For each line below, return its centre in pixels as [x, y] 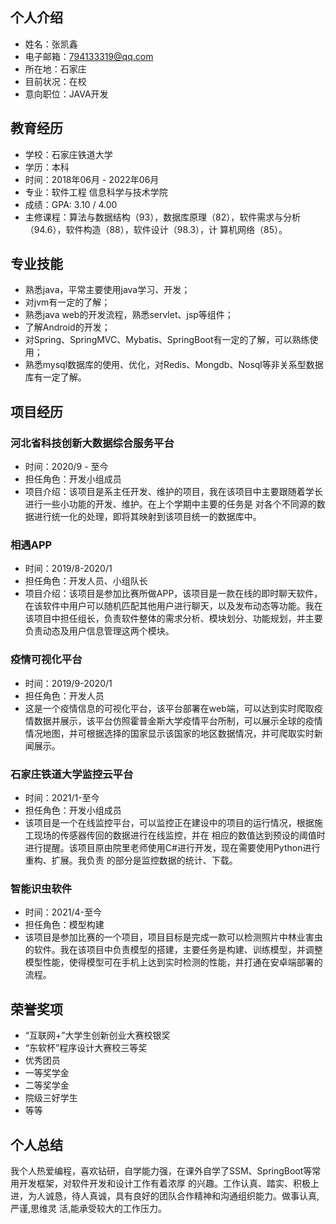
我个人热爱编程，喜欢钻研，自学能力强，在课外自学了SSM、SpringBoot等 [161, 1170]
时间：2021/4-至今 [63, 912]
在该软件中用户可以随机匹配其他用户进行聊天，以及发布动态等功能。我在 [173, 606]
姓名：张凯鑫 [51, 44]
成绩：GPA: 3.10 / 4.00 [71, 204]
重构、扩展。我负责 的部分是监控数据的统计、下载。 [131, 860]
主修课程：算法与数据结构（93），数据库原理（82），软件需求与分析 [163, 217]
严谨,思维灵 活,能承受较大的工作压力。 [89, 1208]
